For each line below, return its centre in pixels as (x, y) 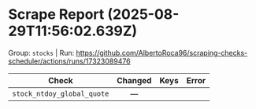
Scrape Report (56, 15)
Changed (134, 80)
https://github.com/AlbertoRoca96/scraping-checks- (162, 53)
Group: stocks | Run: (41, 53)
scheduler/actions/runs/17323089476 (70, 61)
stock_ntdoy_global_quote (61, 93)
